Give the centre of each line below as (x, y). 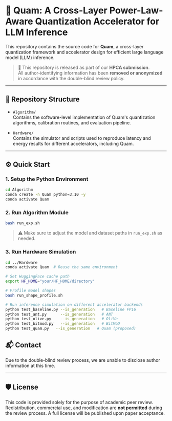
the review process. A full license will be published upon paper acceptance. (85, 413)
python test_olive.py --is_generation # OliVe (61, 319)
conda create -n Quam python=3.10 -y (46, 195)
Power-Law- (136, 11)
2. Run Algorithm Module (37, 212)
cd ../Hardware (21, 262)
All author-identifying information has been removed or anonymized (90, 73)
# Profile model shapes (31, 291)
